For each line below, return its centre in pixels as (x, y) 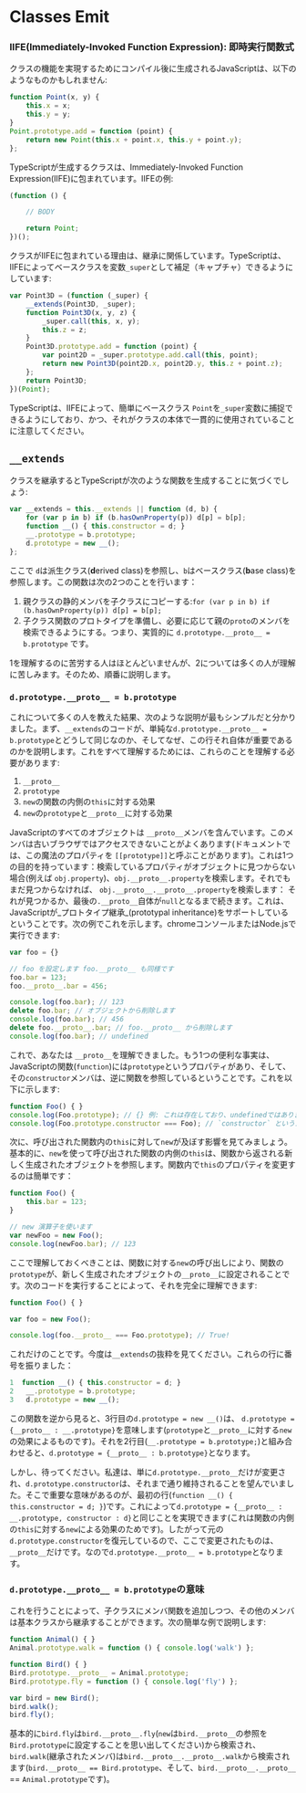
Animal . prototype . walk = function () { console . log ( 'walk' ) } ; (132, 1648)
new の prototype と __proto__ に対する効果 (97, 813)
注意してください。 (53, 430)
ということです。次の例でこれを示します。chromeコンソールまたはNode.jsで (153, 923)
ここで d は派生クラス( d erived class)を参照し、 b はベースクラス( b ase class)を (153, 570)
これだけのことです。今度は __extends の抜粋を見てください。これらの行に (147, 1354)
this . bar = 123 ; (57, 1202)
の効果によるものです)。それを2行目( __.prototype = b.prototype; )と (139, 1441)
